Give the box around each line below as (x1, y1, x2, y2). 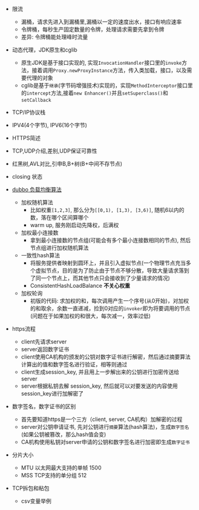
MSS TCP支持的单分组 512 (21, 472, 87, 479)
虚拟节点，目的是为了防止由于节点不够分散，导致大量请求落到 (35, 267, 189, 274)
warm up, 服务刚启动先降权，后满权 (30, 222, 119, 228)
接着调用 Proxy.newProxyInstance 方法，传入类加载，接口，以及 (31, 67, 188, 74)
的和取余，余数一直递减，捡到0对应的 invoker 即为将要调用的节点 (30, 305, 191, 312)
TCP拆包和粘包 (11, 485, 50, 492)
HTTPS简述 (11, 134, 41, 141)
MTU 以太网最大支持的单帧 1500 (21, 464, 102, 471)
